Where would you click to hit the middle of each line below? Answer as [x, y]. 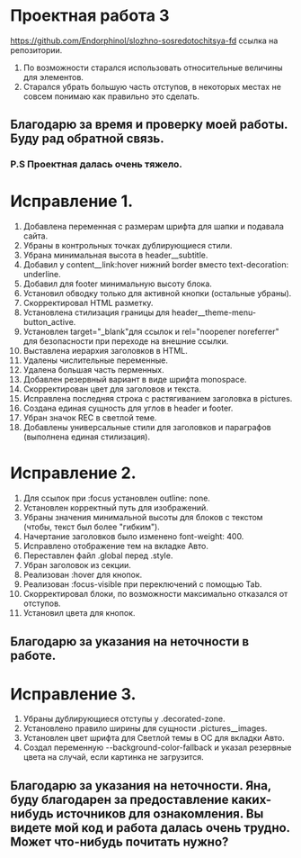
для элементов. [53, 77]
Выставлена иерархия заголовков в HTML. [105, 351]
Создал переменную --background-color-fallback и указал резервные [157, 747]
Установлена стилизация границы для [96, 312]
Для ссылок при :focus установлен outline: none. [116, 498]
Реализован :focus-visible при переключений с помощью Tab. [142, 584]
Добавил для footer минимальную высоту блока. [117, 284]
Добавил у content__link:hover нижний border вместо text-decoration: [156, 265]
